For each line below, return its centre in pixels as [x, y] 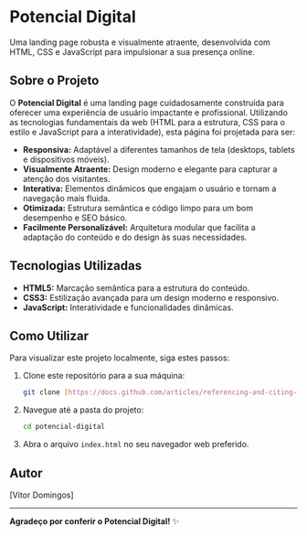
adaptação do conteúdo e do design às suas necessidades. [135, 237]
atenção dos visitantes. [67, 178]
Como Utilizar [49, 336]
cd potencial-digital [64, 427]
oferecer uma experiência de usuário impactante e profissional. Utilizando [148, 113]
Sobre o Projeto [54, 81]
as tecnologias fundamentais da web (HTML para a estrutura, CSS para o [148, 122]
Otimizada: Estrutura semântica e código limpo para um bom [138, 208]
